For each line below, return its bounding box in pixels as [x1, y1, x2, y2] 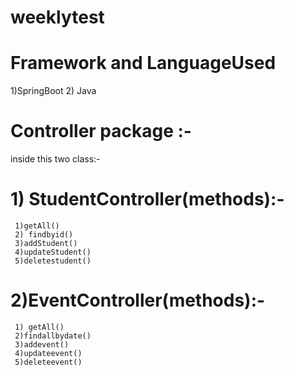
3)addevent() [14, 339, 70, 350]
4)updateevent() [14, 348, 83, 358]
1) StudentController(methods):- [10, 188, 285, 211]
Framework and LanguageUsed [10, 52, 277, 75]
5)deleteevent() [14, 357, 83, 367]
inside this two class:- [10, 153, 101, 165]
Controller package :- [10, 120, 192, 143]
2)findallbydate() [14, 331, 92, 341]
